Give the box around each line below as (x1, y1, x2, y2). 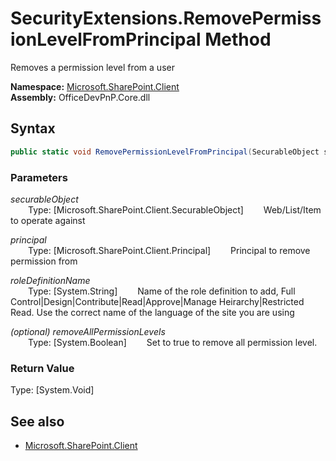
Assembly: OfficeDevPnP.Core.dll (10, 91, 151, 103)
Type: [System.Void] (10, 384, 95, 396)
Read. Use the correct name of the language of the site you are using (10, 306, 295, 318)
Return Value (10, 361, 75, 375)
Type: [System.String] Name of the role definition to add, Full (28, 285, 296, 297)
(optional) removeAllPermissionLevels (10, 325, 166, 337)
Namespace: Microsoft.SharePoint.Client (10, 80, 180, 92)
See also (10, 413, 65, 430)
